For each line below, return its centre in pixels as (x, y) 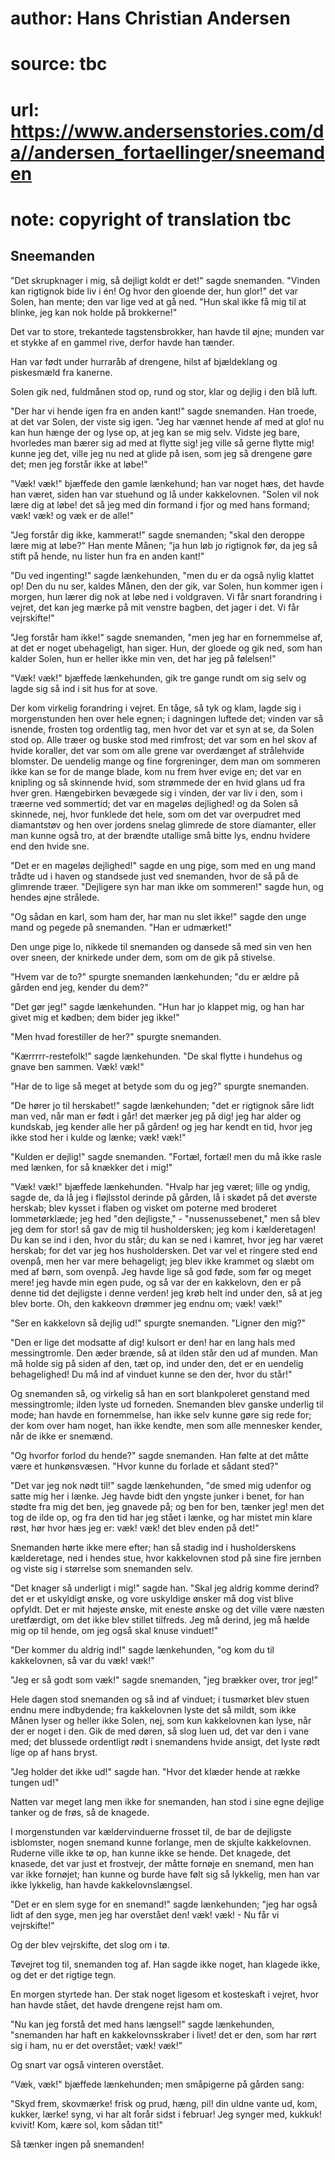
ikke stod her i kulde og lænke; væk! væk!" (98, 1137)
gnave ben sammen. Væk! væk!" (77, 1066)
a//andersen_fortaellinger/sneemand (167, 152)
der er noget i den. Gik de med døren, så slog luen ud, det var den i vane (160, 1731)
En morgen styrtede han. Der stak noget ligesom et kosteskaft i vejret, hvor (165, 1994)
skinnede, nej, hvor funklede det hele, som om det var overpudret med (156, 814)
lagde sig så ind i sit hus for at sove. (84, 688)
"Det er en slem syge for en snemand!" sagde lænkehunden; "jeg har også (164, 1904)
